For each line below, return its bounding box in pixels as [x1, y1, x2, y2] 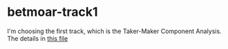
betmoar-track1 [7, 4, 98, 20]
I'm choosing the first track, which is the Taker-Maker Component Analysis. [7, 27, 222, 35]
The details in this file [7, 34, 68, 42]
